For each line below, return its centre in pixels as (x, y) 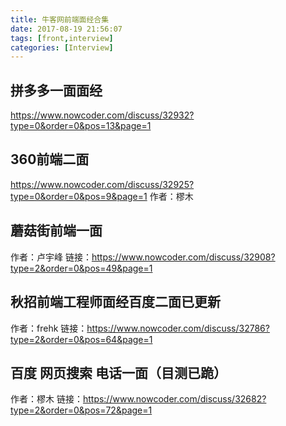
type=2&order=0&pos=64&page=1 (81, 339)
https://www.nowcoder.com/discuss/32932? (102, 115)
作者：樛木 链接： (46, 399)
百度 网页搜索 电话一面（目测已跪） (118, 372)
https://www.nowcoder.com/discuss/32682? (174, 399)
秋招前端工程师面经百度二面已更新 (115, 302)
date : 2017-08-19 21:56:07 (66, 29)
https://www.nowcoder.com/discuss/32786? (178, 328)
